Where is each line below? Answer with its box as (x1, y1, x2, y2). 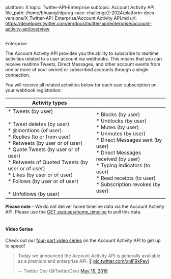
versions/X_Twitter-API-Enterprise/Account (5, 15, 96, 21)
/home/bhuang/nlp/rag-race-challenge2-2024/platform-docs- (25, 10, 157, 16)
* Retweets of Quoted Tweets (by (8, 159, 88, 166)
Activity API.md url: (96, 15, 137, 21)
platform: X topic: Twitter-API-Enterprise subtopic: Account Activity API (5, 5, 155, 10)
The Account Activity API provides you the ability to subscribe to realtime (5, 50, 159, 56)
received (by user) (96, 156, 140, 163)
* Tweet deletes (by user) (8, 120, 70, 128)
